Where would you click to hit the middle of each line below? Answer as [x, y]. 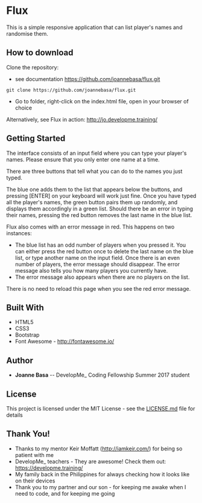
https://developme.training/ [49, 468]
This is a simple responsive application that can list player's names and [94, 27]
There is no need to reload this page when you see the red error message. [99, 288]
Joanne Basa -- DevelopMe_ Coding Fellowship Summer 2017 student [102, 375]
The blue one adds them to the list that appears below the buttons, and [94, 189]
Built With [25, 307]
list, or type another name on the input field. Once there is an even [97, 258]
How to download [40, 53]
